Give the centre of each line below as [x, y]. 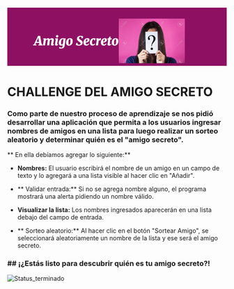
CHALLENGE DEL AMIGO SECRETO [110, 92]
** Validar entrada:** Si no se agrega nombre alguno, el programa [112, 189]
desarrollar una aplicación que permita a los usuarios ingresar [114, 122]
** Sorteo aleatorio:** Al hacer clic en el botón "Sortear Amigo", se [113, 231]
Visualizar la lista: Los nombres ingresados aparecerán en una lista [115, 210]
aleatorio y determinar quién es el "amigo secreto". [95, 140]
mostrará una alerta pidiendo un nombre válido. [86, 196]
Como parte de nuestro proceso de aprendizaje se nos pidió [110, 113]
